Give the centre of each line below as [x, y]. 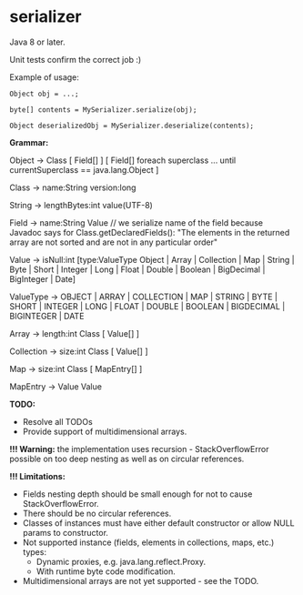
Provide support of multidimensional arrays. [105, 431]
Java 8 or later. [37, 42]
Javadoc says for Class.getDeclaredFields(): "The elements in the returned [150, 232]
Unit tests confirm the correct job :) [76, 59]
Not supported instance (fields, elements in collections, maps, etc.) [148, 542]
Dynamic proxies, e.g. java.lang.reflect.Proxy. [121, 561]
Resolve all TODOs [57, 421]
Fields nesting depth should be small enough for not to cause [137, 494]
